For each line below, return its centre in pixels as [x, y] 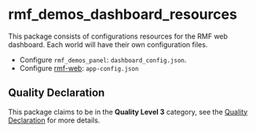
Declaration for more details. [54, 120]
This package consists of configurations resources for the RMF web [118, 36]
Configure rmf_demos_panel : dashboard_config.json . [103, 60]
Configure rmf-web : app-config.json [79, 68]
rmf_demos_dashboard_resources [123, 15]
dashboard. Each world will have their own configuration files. [108, 44]
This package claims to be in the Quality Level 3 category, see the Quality [128, 112]
